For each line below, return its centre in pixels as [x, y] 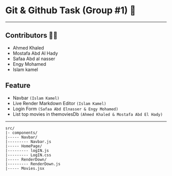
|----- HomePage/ [24, 146]
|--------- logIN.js [27, 150]
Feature [18, 85]
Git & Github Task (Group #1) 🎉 [71, 10]
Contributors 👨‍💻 [31, 35]
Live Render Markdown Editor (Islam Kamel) [59, 103]
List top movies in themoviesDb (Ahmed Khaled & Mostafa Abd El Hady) [88, 114]
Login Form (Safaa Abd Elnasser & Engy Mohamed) [66, 109]
